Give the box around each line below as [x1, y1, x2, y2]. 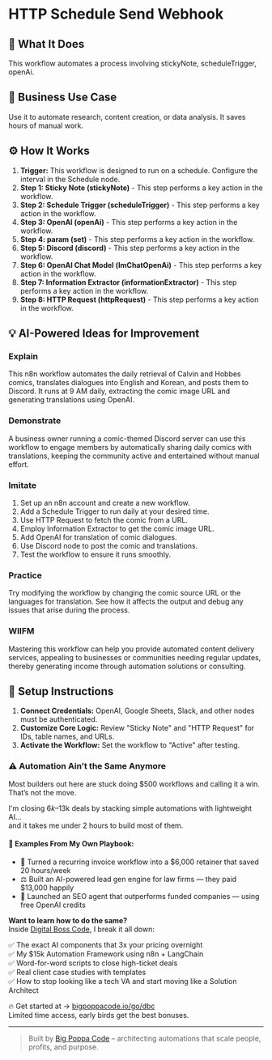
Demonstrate [8, 415, 62, 426]
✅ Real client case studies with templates [8, 967, 147, 977]
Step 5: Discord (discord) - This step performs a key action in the [19, 243, 240, 252]
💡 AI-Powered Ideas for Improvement [8, 327, 200, 341]
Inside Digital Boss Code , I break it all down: [8, 924, 155, 934]
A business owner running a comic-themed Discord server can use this [8, 434, 246, 443]
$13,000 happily [19, 883, 74, 893]
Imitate [8, 479, 37, 490]
